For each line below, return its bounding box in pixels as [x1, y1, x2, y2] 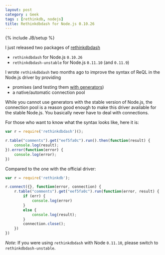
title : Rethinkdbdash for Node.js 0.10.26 [5, 21, 95, 26]
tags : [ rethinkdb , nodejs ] [5, 16, 64, 21]
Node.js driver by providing [5, 74, 61, 80]
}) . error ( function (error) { [5, 147, 64, 152]
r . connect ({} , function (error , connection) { [5, 184, 101, 190]
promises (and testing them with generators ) [12, 84, 104, 90]
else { [23, 208, 37, 213]
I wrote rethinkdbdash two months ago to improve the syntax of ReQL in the [5, 69, 161, 75]
